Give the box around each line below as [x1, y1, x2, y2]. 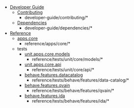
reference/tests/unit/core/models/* [32, 56, 103, 62]
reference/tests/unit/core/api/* [32, 67, 95, 73]
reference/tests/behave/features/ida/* [32, 98, 109, 104]
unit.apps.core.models [24, 51, 70, 57]
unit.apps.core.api [24, 61, 62, 67]
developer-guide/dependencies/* [24, 25, 93, 31]
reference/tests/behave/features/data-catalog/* [32, 77, 130, 83]
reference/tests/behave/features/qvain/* [32, 88, 114, 93]
